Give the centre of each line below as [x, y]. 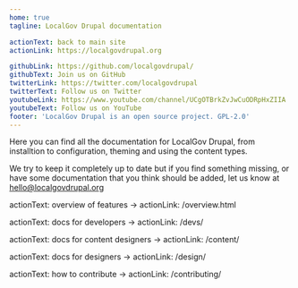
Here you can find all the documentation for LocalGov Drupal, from [132, 142]
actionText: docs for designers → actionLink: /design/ [108, 257]
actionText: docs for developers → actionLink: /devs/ [106, 222]
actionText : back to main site [68, 42]
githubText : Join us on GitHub [68, 75]
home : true [30, 17]
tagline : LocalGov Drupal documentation [86, 26]
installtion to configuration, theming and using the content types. [128, 151]
